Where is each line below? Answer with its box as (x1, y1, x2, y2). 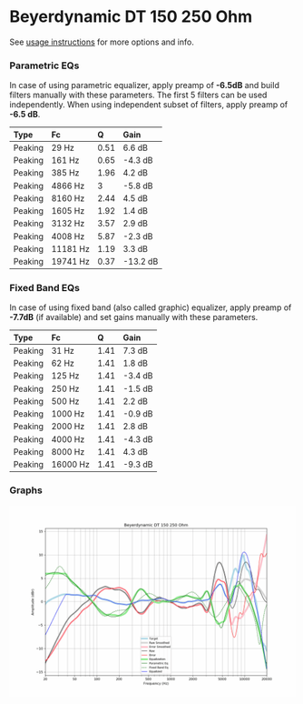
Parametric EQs (9, 59, 80, 72)
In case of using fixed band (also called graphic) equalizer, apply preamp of (9, 302, 292, 313)
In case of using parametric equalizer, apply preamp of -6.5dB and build (9, 80, 279, 91)
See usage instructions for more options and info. (9, 36, 195, 47)
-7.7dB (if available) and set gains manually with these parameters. (9, 312, 259, 323)
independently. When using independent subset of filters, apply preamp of (9, 99, 288, 110)
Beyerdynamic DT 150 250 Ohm (9, 6, 252, 27)
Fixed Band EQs (9, 281, 80, 294)
